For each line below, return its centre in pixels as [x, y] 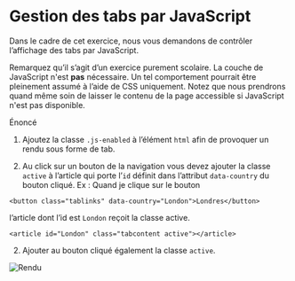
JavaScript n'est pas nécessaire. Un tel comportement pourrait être [133, 76]
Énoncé [23, 122]
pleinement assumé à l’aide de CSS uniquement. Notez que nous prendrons [147, 86]
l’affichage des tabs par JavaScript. [74, 50]
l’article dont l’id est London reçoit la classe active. [100, 217]
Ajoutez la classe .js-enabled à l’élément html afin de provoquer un [145, 139]
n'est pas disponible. [48, 105]
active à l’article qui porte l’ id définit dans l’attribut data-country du [145, 176]
